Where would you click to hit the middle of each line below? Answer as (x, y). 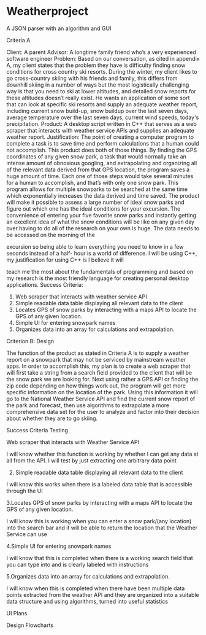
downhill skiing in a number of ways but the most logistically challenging (98, 85)
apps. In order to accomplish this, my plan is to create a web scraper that (99, 366)
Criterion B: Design (30, 341)
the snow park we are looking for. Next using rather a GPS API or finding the (102, 379)
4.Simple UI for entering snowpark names (59, 546)
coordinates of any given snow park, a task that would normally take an (97, 156)
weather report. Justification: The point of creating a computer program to (100, 137)
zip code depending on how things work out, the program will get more (96, 386)
